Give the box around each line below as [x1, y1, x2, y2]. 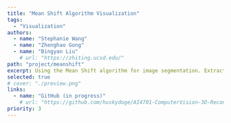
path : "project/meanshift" [7, 61, 85, 68]
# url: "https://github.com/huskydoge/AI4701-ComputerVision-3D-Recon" [19, 99, 229, 106]
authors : [7, 29, 32, 36]
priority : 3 [7, 105, 41, 112]
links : [7, 86, 26, 93]
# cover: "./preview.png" [7, 80, 81, 87]
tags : [7, 16, 23, 23]
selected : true [7, 73, 51, 81]
